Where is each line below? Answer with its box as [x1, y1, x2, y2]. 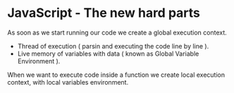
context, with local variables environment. [7, 77, 129, 86]
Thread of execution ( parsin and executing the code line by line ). [17, 42, 209, 50]
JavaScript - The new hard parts [7, 5, 201, 21]
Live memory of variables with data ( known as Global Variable [17, 49, 199, 58]
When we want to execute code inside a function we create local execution [7, 70, 226, 79]
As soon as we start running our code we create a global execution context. [7, 28, 227, 37]
